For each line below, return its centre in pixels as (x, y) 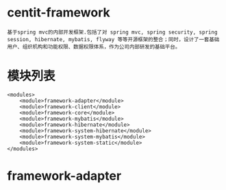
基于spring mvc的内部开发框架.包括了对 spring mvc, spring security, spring (112, 32)
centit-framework (59, 13)
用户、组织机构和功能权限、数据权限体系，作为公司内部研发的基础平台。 (94, 47)
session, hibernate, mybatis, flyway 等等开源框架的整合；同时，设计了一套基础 (113, 39)
